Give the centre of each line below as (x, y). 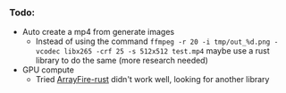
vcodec (48, 52)
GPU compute (48, 70)
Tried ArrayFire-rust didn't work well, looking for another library (152, 80)
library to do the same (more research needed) (122, 61)
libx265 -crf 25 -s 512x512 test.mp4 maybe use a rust (167, 51)
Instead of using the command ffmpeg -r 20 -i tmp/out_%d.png (153, 41)
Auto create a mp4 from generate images (98, 32)
